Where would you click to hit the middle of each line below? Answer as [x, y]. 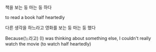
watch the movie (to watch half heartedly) [48, 44]
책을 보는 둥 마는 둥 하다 [28, 7]
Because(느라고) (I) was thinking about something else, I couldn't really [78, 38]
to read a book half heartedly [35, 17]
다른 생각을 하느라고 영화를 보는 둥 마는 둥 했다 [50, 27]
